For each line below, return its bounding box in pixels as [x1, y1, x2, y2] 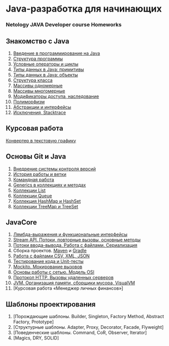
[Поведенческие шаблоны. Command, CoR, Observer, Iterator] [13, 330, 147, 336]
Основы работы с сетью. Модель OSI [13, 269, 94, 275]
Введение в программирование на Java [13, 50, 100, 56]
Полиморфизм [13, 98, 45, 104]
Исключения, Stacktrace [13, 109, 66, 116]
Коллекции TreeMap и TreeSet [13, 203, 78, 209]
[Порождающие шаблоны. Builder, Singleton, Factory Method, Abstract [13, 314, 164, 320]
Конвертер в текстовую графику [6, 137, 77, 143]
